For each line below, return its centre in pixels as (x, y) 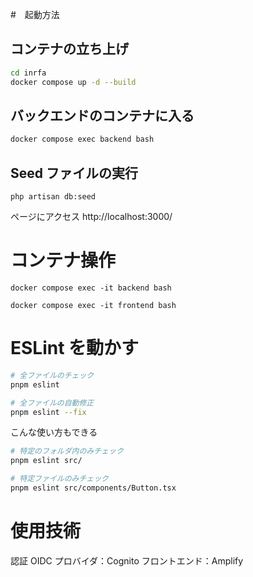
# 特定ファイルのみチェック (60, 479)
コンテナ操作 (63, 260)
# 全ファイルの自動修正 (52, 403)
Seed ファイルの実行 (74, 173)
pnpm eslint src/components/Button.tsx (93, 488)
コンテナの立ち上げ (69, 49)
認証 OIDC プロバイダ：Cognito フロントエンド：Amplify (127, 560)
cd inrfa (28, 73)
